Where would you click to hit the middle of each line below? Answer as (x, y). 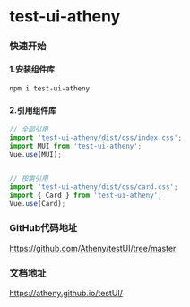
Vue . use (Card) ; (38, 203)
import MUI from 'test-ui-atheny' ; (76, 146)
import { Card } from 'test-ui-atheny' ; (86, 195)
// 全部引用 (29, 130)
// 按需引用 (29, 178)
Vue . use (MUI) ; (36, 155)
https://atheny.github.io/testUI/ (66, 293)
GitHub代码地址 (43, 228)
